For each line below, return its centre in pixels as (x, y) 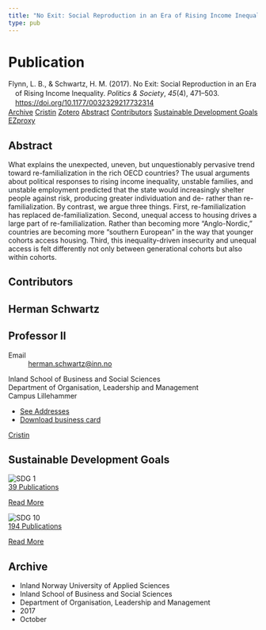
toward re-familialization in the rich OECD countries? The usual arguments (129, 173)
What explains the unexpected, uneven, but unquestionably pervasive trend (131, 164)
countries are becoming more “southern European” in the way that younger (131, 231)
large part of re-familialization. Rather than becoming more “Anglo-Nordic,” (131, 223)
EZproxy (22, 120)
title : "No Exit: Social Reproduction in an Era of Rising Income (120, 15)
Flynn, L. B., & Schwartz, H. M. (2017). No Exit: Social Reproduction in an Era (133, 84)
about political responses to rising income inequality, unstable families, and (131, 181)
